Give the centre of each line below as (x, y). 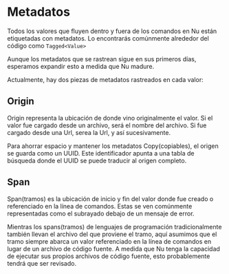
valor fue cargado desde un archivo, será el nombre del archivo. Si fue (107, 125)
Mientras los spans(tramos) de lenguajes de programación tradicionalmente (115, 226)
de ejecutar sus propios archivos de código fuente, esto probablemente (109, 256)
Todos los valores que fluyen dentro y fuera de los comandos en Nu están (112, 31)
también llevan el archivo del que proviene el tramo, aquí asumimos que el (112, 234)
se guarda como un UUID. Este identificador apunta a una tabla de (101, 153)
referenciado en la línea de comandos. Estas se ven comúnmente (100, 206)
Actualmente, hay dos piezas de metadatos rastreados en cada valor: (106, 79)
